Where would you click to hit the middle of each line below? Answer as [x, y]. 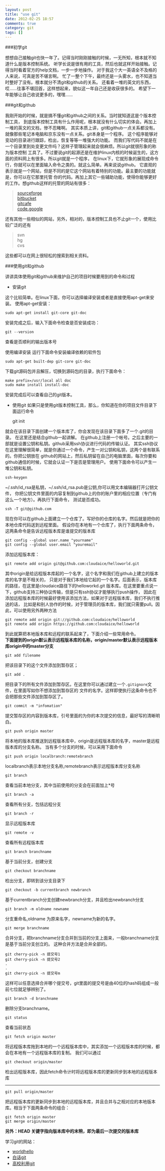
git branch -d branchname [31, 999]
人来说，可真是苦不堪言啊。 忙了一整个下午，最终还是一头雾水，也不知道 [79, 76]
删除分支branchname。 [29, 1008]
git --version [20, 332]
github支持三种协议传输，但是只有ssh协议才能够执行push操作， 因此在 [85, 592]
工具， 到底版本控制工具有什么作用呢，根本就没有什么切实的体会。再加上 [83, 122]
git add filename [23, 655]
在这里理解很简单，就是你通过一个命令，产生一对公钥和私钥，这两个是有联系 [82, 450]
